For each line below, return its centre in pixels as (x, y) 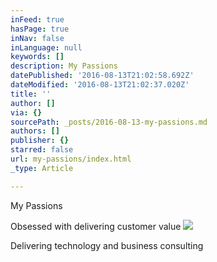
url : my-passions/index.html (71, 159)
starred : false (42, 150)
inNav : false (37, 38)
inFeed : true (37, 19)
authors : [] (35, 131)
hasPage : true (40, 29)
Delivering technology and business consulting (107, 245)
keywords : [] (37, 57)
